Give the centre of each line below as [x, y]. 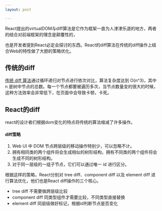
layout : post [18, 10]
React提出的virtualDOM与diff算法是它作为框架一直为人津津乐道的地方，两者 [81, 28]
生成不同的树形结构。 [33, 158]
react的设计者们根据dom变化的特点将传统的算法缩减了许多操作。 [70, 122]
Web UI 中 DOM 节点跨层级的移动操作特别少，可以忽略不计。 [73, 146]
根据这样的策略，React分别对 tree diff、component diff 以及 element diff [78, 175]
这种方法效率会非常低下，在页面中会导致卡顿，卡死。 [58, 93]
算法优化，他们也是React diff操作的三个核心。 [55, 181]
